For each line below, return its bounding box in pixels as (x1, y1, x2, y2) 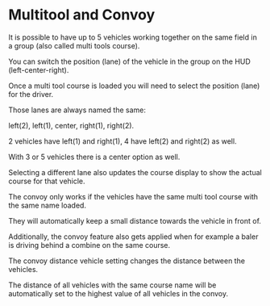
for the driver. (8, 89, 54, 99)
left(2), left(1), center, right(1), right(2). (8, 120, 135, 130)
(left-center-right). (8, 65, 69, 74)
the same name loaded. (8, 200, 87, 210)
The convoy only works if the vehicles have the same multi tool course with (8, 191, 259, 201)
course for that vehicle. (8, 176, 86, 186)
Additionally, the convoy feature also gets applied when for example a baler (8, 232, 259, 241)
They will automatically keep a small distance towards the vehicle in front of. (8, 216, 262, 225)
